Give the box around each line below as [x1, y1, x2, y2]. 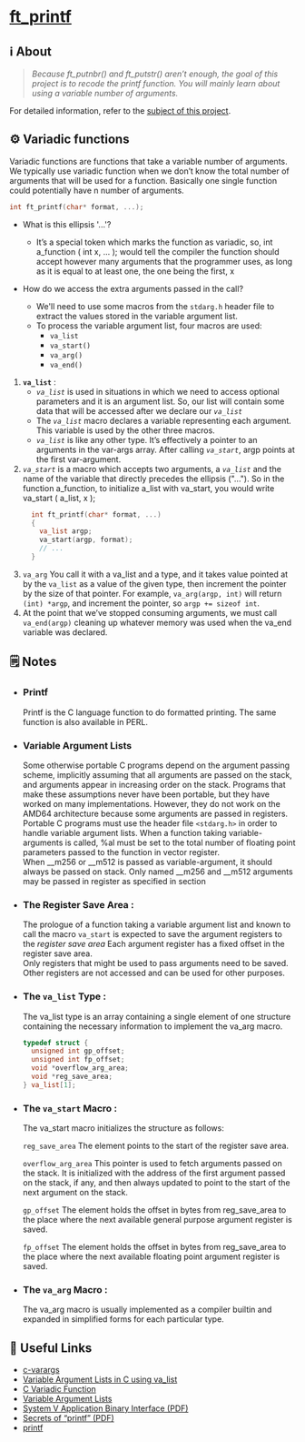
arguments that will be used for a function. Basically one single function [9, 175, 278, 186]
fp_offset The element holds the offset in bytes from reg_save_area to [22, 1242, 287, 1253]
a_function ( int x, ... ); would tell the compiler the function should [35, 246, 280, 257]
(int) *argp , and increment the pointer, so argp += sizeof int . [22, 598, 261, 609]
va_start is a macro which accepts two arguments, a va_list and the [22, 463, 281, 474]
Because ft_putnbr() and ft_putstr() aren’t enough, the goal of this [31, 68, 279, 79]
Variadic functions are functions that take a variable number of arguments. [9, 156, 288, 166]
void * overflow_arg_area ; [31, 1064, 129, 1073]
